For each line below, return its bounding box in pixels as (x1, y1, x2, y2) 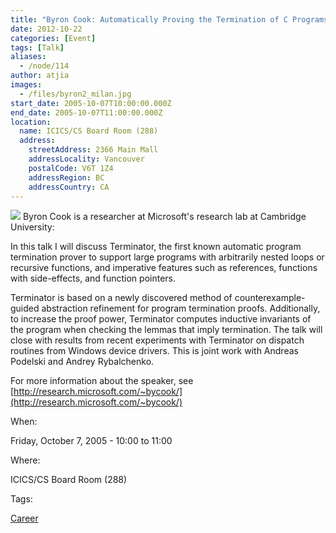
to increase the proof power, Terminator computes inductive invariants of (10, 313, 312, 325)
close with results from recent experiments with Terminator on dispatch (10, 334, 305, 346)
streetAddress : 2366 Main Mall (28, 145, 159, 155)
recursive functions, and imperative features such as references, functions (10, 262, 318, 274)
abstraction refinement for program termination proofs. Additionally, (41, 302, 321, 315)
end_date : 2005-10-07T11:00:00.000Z (10, 107, 163, 118)
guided (10, 302, 40, 315)
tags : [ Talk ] (10, 42, 65, 53)
